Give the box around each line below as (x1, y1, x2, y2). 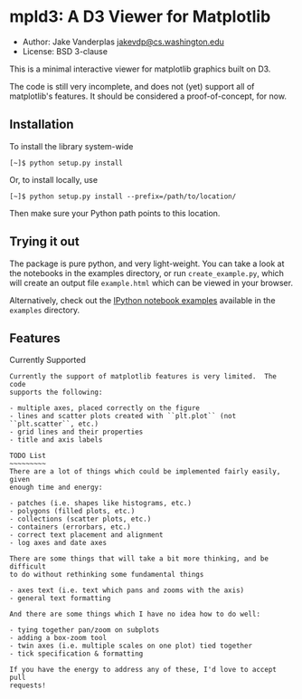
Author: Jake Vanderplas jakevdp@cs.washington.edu (22, 36, 224, 47)
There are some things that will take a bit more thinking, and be (9, 554, 269, 563)
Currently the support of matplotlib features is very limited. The (9, 372, 278, 381)
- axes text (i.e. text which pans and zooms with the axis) (9, 586, 245, 595)
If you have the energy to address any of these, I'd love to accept (9, 665, 278, 675)
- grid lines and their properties (9, 427, 144, 436)
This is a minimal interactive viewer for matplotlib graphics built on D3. (9, 63, 271, 74)
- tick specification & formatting (9, 649, 144, 658)
